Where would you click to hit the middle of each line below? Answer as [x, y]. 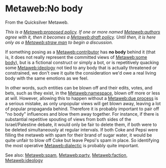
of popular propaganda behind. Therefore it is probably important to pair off [82, 109]
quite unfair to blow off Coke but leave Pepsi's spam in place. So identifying [82, 140]
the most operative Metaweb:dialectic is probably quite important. [72, 145]
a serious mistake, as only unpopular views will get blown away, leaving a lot [83, 103]
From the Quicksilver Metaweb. [37, 22]
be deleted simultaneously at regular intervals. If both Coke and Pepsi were [82, 129]
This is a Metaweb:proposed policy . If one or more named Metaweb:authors [83, 32]
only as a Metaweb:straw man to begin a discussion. [59, 42]
